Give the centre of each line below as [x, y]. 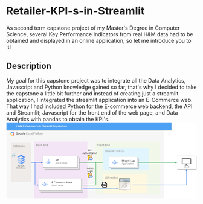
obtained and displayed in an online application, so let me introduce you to [99, 40]
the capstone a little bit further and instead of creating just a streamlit [92, 93]
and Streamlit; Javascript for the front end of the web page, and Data [92, 112]
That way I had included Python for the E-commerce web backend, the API [99, 106]
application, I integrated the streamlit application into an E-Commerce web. [100, 100]
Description [29, 66]
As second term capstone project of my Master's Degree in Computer [93, 28]
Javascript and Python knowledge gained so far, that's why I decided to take [101, 87]
